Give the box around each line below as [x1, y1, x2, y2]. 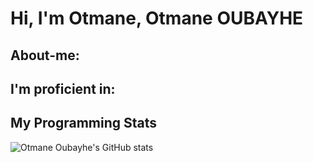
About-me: [10, 47, 80, 64]
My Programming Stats [10, 115, 158, 132]
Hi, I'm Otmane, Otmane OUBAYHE [10, 7, 304, 30]
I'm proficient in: [10, 80, 116, 97]
